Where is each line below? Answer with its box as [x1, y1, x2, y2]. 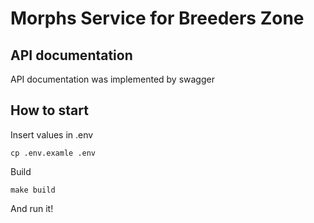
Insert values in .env [10, 128, 94, 141]
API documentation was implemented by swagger [10, 73, 215, 85]
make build [10, 185, 56, 195]
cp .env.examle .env [10, 148, 97, 158]
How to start [10, 102, 89, 119]
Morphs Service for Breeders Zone [10, 7, 305, 30]
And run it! [10, 202, 54, 214]
